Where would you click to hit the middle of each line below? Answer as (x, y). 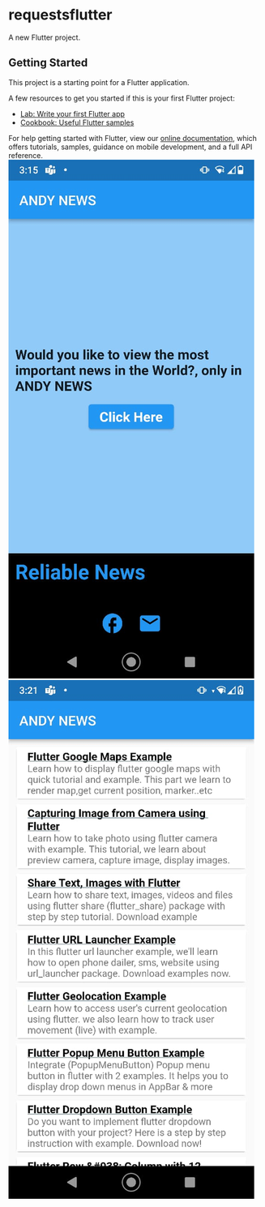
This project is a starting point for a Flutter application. (99, 82)
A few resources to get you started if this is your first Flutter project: (122, 98)
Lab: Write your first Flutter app (73, 113)
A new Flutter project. (45, 37)
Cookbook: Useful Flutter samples (77, 122)
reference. (26, 155)
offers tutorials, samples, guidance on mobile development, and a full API (130, 147)
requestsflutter (60, 15)
